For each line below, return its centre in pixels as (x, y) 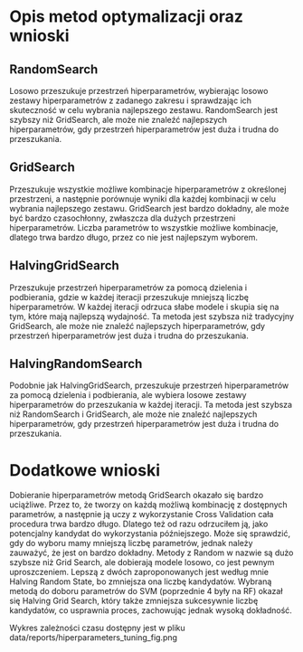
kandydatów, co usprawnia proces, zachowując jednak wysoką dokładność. (151, 610)
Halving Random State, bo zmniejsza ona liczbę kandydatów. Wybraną (141, 581)
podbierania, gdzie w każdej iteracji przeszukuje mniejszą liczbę (129, 297)
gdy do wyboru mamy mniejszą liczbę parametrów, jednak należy (131, 543)
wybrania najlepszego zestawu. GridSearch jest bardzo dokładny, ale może (149, 208)
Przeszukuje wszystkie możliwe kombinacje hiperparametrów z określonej (148, 189)
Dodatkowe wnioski (85, 470)
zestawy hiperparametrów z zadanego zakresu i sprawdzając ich (130, 100)
